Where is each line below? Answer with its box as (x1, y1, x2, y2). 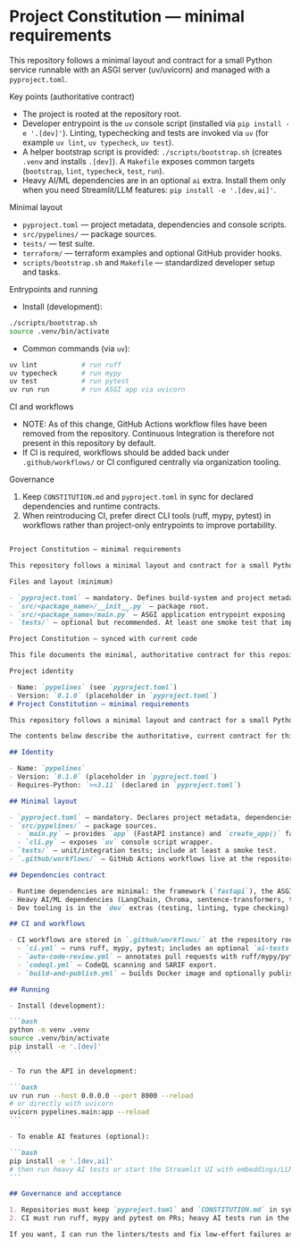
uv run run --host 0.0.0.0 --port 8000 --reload (9, 1091, 194, 1100)
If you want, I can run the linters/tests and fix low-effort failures (9, 1230, 281, 1239)
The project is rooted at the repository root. (21, 108, 181, 119)
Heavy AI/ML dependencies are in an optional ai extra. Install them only (21, 174, 287, 185)
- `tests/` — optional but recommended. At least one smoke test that (9, 619, 278, 628)
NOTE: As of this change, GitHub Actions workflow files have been (21, 418, 268, 430)
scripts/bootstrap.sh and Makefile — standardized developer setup (21, 257, 275, 267)
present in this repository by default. (21, 438, 156, 449)
